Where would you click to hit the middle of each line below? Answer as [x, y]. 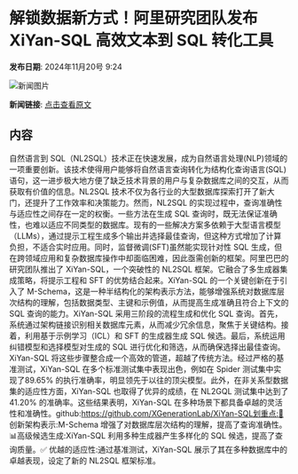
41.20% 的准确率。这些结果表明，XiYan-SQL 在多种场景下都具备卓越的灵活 [146, 402]
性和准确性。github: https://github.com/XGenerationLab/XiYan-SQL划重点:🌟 [146, 413]
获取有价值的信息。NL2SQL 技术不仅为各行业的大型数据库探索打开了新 [138, 191]
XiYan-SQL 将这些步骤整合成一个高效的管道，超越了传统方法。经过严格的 [143, 358]
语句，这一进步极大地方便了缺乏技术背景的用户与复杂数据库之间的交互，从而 [149, 180]
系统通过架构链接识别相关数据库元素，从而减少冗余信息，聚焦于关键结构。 [145, 324]
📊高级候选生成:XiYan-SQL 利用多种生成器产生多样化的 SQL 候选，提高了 [142, 435]
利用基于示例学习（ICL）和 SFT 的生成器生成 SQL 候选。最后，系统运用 [155, 336]
